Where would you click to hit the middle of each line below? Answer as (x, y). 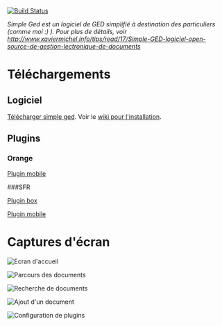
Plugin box (23, 200)
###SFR (19, 187)
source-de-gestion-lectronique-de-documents (74, 46)
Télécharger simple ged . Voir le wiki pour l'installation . (84, 117)
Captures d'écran (59, 242)
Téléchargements (59, 75)
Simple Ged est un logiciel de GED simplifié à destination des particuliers (111, 24)
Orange (20, 158)
